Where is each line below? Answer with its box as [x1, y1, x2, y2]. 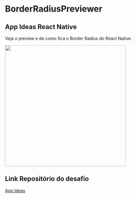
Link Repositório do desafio [5, 175, 89, 183]
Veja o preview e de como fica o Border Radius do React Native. [5, 35, 132, 41]
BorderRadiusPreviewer [5, 3, 103, 15]
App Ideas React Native [5, 23, 77, 31]
